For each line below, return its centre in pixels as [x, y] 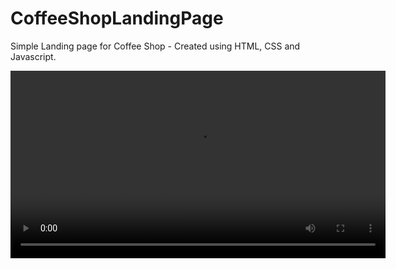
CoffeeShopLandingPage [117, 18]
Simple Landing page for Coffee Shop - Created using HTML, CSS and [155, 46]
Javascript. [33, 56]
